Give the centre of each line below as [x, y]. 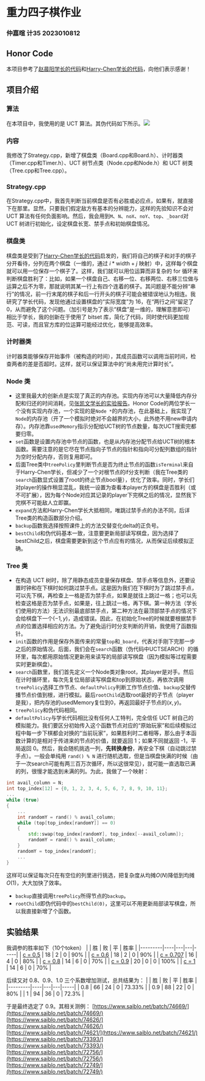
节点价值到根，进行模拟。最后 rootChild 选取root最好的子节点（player [107, 695]
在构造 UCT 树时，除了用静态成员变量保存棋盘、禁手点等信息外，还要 [103, 580]
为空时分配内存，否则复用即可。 [55, 457]
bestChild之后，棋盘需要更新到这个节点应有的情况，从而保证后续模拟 [102, 541]
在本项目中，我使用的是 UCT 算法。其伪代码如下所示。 [75, 124]
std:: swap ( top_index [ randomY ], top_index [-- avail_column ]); [106, 834]
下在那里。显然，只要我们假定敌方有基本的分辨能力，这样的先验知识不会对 [100, 208]
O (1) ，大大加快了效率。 [36, 883]
